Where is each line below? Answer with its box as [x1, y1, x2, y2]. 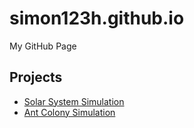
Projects [9, 69, 63, 86]
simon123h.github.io [9, 7, 185, 30]
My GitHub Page [9, 40, 77, 52]
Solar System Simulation [23, 95, 125, 107]
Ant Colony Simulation [23, 106, 116, 118]
